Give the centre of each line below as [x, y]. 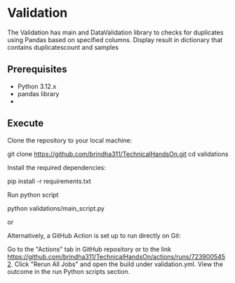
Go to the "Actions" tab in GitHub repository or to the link [89, 249]
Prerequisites [37, 69]
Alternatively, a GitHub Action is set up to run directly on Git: [94, 235]
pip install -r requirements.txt [49, 181]
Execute [26, 123]
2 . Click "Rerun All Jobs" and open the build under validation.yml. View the [115, 264]
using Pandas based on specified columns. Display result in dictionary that [115, 39]
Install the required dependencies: [57, 167]
